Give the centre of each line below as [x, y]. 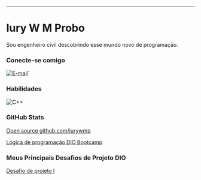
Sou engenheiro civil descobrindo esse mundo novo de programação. [92, 44]
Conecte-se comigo [36, 60]
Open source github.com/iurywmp [48, 130]
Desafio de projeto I [31, 171]
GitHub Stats [25, 118]
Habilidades [24, 89]
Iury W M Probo [45, 28]
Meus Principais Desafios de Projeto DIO [66, 158]
